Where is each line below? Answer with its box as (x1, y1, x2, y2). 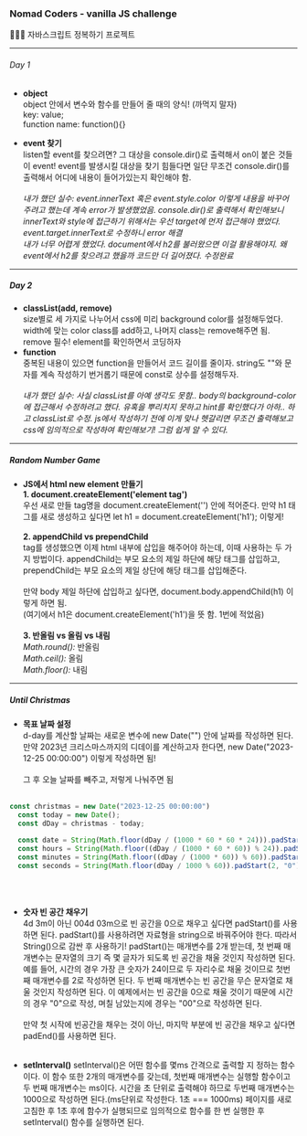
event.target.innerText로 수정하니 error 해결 (22, 227, 183, 238)
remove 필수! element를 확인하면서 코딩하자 (22, 336, 182, 347)
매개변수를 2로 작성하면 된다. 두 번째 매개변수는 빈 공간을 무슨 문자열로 (32, 974, 283, 985)
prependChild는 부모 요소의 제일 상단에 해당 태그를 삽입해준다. (22, 565, 248, 576)
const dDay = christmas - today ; (17, 819, 145, 829)
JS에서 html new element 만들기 (22, 479, 143, 490)
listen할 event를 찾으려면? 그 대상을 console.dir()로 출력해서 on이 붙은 (22, 149, 276, 160)
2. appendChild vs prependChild (22, 531, 149, 542)
